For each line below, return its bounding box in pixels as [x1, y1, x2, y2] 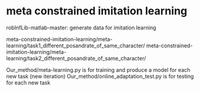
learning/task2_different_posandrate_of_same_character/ [6, 54, 146, 62]
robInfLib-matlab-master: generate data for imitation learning [6, 24, 156, 31]
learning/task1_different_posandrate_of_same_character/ [6, 42, 145, 49]
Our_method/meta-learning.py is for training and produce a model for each [6, 66, 191, 73]
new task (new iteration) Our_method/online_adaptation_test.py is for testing [6, 72, 194, 80]
